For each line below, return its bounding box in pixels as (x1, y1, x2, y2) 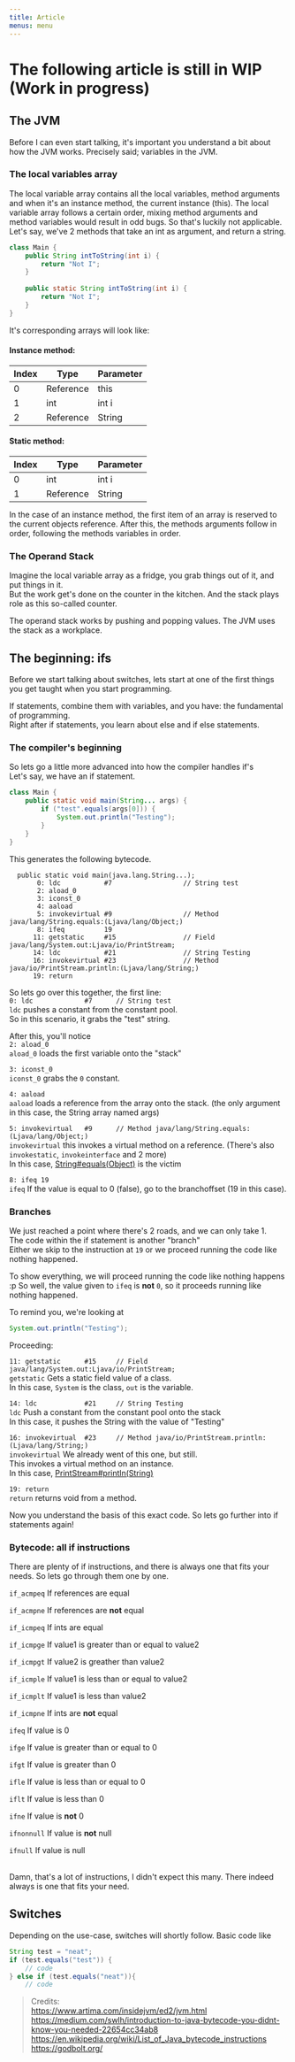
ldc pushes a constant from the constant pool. (9, 1004, 178, 1014)
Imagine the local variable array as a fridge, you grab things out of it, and (9, 570, 275, 581)
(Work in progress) (9, 78, 150, 98)
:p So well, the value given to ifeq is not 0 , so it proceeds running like (9, 1280, 262, 1290)
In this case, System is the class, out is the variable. (9, 1381, 194, 1392)
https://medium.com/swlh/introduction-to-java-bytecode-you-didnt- (30, 2015, 280, 2026)
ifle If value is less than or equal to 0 (9, 1776, 146, 1788)
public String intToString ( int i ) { (25, 251, 161, 260)
